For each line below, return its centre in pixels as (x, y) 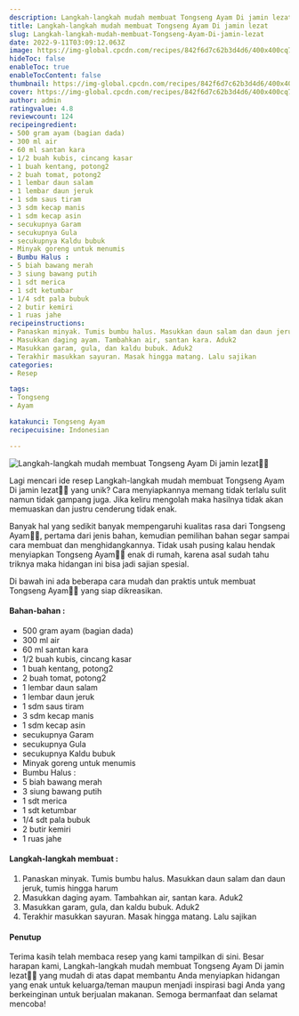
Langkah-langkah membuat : (64, 859)
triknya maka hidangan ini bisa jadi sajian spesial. (99, 564)
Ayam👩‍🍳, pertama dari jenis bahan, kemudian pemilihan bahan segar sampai (149, 536)
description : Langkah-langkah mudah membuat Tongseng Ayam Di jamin (139, 17)
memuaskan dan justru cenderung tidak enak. (93, 509)
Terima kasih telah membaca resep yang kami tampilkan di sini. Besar (137, 956)
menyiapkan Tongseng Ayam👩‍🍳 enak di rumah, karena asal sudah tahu (139, 554)
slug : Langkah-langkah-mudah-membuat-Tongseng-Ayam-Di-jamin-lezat (137, 34)
